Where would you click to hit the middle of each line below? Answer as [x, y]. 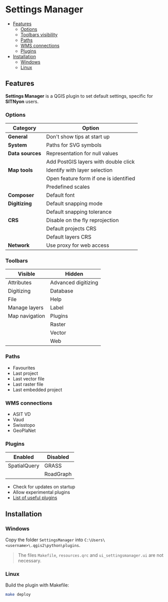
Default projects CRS [71, 229]
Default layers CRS [69, 237]
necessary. [30, 560]
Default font [60, 195]
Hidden [74, 274]
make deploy [18, 595]
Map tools [21, 170]
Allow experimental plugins [41, 492]
